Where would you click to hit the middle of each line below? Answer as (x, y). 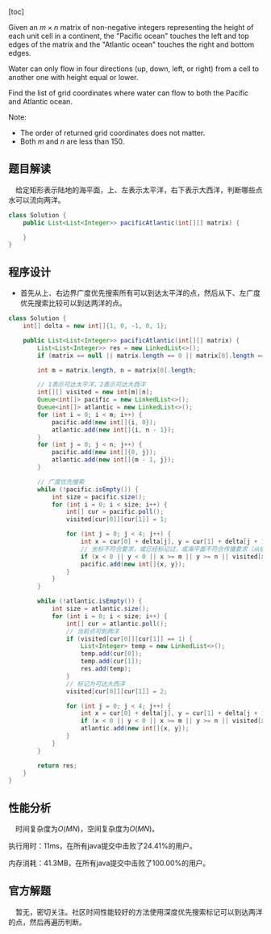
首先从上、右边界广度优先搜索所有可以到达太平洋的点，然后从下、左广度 (140, 293)
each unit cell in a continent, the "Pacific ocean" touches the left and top (129, 36)
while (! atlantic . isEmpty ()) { (90, 601)
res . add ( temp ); (106, 669)
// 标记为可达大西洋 (96, 684)
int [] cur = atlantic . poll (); (117, 624)
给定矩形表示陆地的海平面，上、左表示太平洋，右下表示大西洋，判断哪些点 (139, 190)
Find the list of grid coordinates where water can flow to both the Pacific (129, 93)
